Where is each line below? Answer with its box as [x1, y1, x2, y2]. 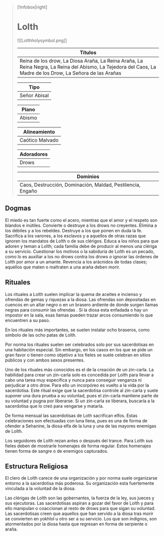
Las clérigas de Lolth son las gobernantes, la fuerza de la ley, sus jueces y [5, 495, 155, 501]
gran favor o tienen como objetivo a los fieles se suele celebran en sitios [5, 352, 151, 358]
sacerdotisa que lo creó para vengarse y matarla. [5, 403, 104, 409]
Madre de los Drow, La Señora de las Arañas [19, 70, 122, 76]
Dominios [77, 173, 100, 180]
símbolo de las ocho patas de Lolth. [5, 332, 77, 338]
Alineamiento [23, 128, 55, 135]
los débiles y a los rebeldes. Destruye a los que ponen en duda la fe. [5, 227, 143, 233]
